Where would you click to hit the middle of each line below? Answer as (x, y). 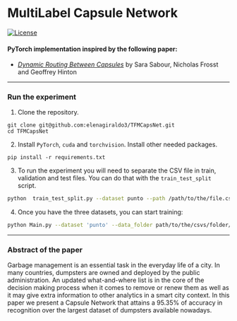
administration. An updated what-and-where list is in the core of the (106, 280)
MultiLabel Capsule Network (93, 13)
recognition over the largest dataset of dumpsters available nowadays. (110, 310)
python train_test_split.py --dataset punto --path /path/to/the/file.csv (121, 199)
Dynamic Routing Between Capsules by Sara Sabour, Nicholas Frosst (118, 64)
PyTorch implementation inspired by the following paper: (92, 49)
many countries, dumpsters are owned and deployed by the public (104, 273)
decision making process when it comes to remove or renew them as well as (118, 288)
